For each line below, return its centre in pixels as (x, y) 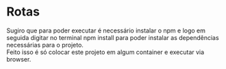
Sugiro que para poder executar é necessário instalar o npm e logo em (106, 30)
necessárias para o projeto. (45, 45)
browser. (19, 59)
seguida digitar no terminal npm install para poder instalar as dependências (113, 37)
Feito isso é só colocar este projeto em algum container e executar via (105, 52)
